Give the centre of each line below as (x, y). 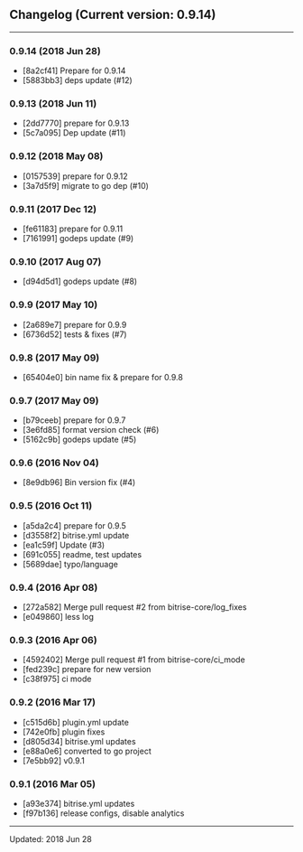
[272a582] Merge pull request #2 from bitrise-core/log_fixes (134, 607)
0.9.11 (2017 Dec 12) (53, 209)
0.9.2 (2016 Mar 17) (53, 702)
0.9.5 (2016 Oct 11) (51, 506)
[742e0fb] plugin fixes (64, 732)
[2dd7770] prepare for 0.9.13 (76, 123)
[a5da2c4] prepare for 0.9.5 (74, 525)
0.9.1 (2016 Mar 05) (53, 783)
